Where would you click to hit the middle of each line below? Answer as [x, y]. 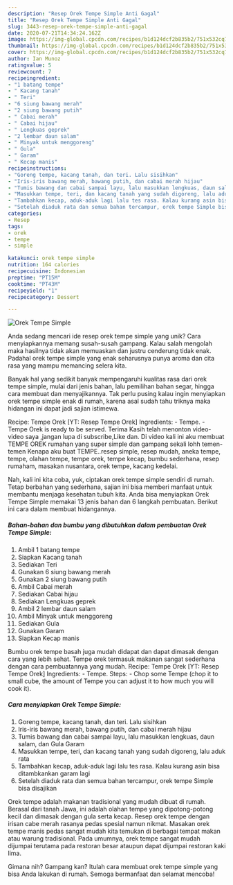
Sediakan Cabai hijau [48, 594]
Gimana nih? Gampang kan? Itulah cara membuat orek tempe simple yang [113, 867]
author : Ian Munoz [34, 59]
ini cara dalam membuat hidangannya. [62, 509]
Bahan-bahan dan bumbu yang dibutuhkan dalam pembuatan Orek [107, 525]
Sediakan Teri [37, 565]
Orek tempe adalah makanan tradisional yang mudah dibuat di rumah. [107, 802]
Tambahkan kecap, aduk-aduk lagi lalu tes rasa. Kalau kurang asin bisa [119, 766]
